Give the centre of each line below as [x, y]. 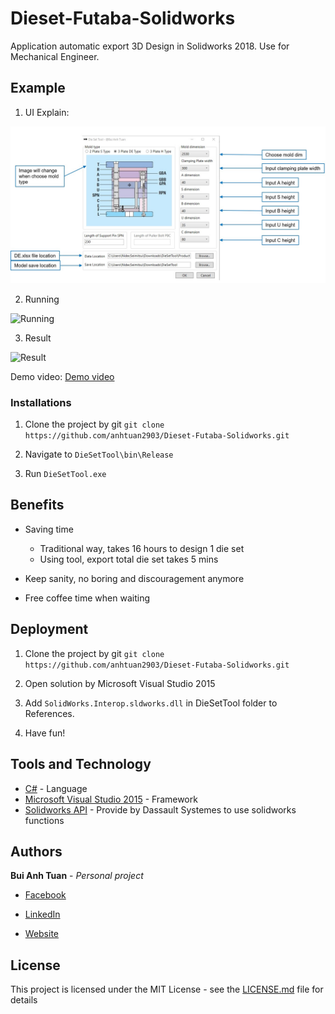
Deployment [49, 629]
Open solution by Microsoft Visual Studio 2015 [120, 683]
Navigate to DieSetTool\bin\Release [99, 454]
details [24, 1000]
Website [42, 934]
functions [44, 820]
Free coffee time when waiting [87, 598]
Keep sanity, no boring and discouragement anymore [134, 578]
